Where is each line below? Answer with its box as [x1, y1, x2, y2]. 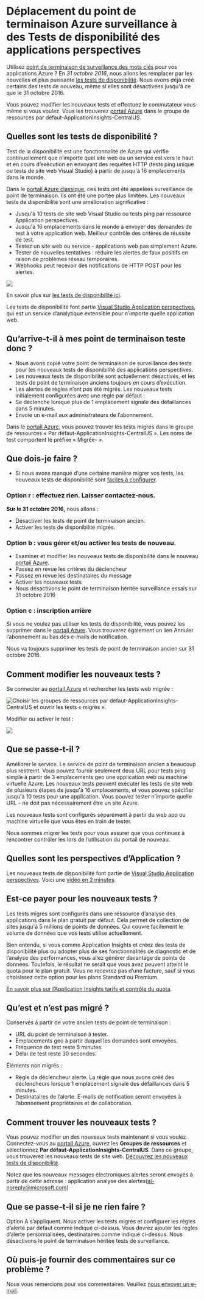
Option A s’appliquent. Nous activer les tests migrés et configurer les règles [6, 1217, 196, 1225]
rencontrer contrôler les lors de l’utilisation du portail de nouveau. [6, 836, 171, 843]
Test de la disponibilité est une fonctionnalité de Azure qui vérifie [6, 147, 169, 155]
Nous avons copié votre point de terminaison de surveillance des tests [15, 359, 192, 366]
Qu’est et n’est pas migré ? [6, 1002, 110, 1013]
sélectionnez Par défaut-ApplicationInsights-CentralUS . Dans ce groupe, [6, 1146, 193, 1154]
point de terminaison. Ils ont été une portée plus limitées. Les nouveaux [6, 192, 186, 199]
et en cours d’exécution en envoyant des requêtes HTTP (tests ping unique [6, 160, 194, 168]
